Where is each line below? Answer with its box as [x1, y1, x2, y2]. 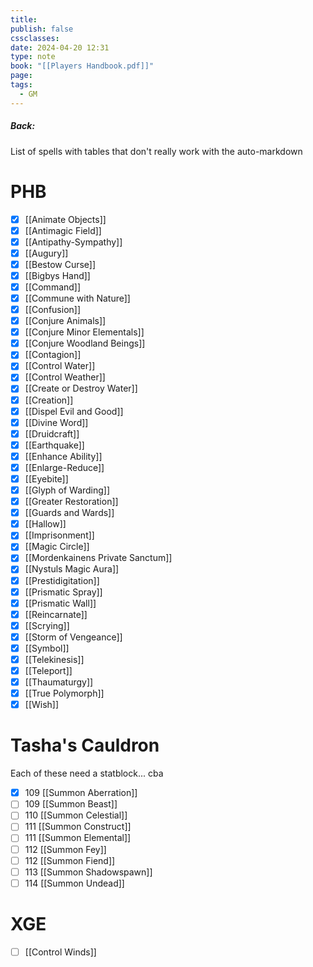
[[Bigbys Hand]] [24, 269, 91, 281]
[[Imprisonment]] [24, 529, 95, 541]
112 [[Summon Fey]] [24, 843, 107, 855]
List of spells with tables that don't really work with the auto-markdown [10, 145, 303, 157]
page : [10, 71, 33, 81]
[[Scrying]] [24, 619, 70, 631]
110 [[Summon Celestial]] [24, 809, 128, 821]
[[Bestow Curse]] [24, 258, 97, 270]
